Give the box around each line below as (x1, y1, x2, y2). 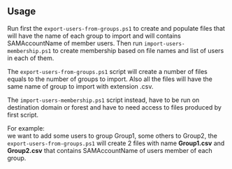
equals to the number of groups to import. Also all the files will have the (7, 75, 213, 83)
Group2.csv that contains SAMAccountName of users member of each (7, 146, 213, 154)
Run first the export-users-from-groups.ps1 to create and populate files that (7, 24, 226, 32)
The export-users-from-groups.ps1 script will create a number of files (7, 67, 208, 75)
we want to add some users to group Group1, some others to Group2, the (7, 131, 218, 140)
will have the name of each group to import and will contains (7, 31, 182, 40)
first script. (7, 110, 39, 119)
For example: (7, 124, 45, 132)
